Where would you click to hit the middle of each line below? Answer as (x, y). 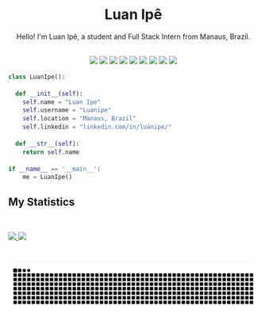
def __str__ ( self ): (48, 143)
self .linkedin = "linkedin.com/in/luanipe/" (97, 127)
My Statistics (42, 202)
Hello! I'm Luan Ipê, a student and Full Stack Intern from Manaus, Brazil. (133, 36)
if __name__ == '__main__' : (55, 169)
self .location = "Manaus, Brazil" (79, 119)
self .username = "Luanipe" (67, 110)
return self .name (51, 152)
